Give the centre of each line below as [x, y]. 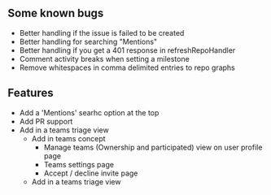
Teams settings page [79, 164]
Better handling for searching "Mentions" [88, 41]
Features [31, 93]
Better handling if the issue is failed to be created [102, 32]
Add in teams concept [69, 138]
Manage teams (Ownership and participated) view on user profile [153, 147]
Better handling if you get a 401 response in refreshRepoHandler [127, 50]
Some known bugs [56, 13]
